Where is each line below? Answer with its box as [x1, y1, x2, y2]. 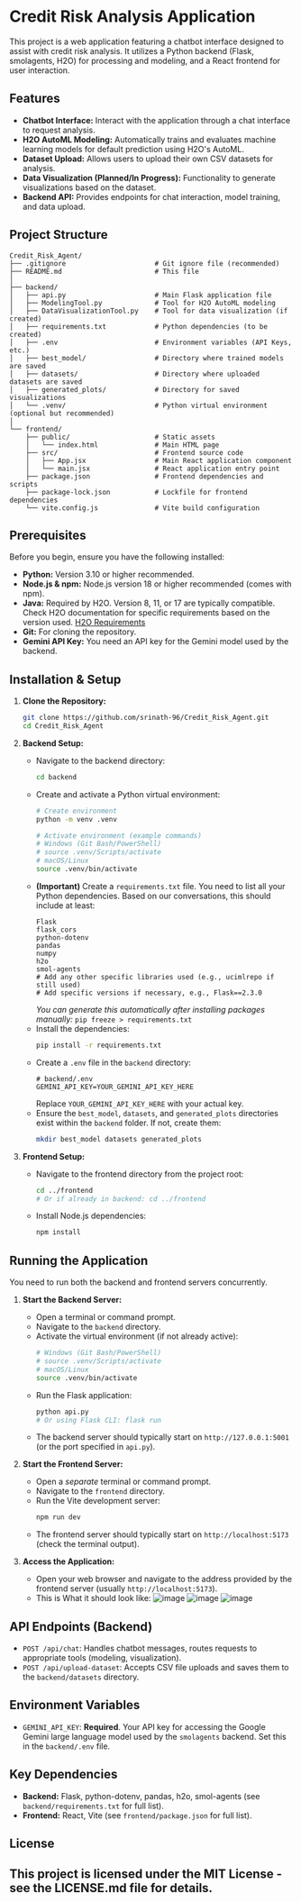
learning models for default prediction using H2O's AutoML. [22, 143, 245, 154]
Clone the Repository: [22, 696, 106, 706]
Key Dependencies [9, 1767, 118, 1782]
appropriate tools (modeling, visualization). [22, 1652, 182, 1663]
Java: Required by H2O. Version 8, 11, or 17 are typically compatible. [22, 597, 276, 609]
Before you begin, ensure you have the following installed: [9, 551, 225, 562]
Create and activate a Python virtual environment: [35, 788, 221, 799]
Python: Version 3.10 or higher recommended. [22, 569, 196, 580]
